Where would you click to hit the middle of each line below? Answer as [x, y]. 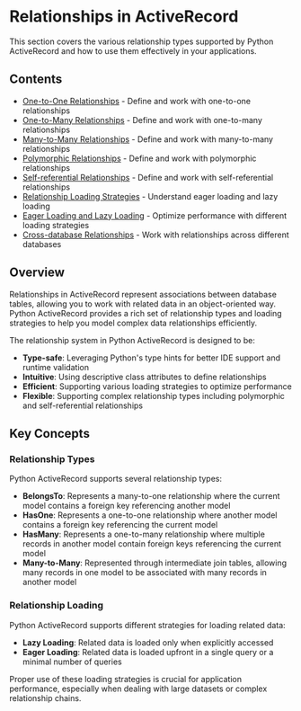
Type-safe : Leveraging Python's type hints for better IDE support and [151, 358]
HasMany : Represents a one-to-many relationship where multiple [143, 534]
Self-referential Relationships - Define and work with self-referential [148, 177]
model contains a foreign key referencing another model [126, 506]
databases [42, 244]
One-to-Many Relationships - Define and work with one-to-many [142, 120]
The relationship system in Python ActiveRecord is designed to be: [133, 340]
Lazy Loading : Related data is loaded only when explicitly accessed [148, 642]
